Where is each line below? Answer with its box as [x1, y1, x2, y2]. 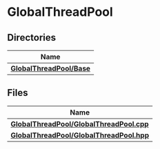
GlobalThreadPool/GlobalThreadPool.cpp [10, 119, 150, 128]
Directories [7, 32, 57, 43]
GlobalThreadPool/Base [10, 63, 91, 73]
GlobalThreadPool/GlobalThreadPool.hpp [10, 130, 150, 140]
